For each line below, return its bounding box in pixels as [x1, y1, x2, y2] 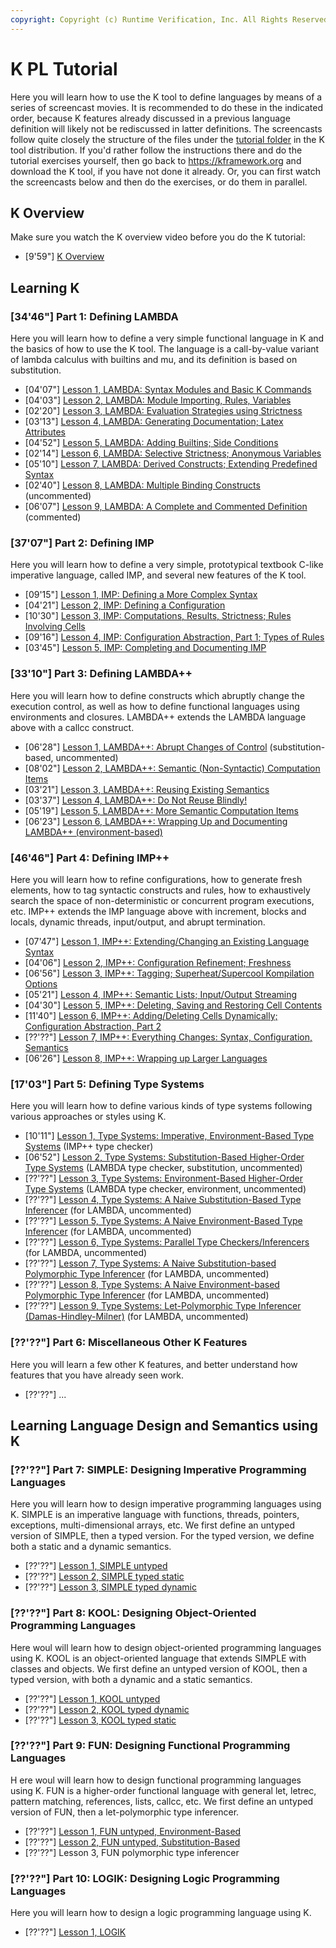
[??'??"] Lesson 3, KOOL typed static [24, 1714, 177, 1726]
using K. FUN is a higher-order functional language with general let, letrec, [10, 1784, 317, 1796]
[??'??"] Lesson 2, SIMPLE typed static [24, 1571, 185, 1583]
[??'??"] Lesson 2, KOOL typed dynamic [24, 1703, 190, 1715]
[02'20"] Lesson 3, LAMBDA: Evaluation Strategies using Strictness [24, 405, 303, 417]
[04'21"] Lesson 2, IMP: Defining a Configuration [24, 599, 226, 611]
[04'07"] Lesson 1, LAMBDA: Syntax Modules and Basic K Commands [24, 384, 312, 396]
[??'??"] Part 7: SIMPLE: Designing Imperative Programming [10, 1462, 307, 1476]
